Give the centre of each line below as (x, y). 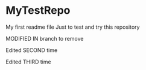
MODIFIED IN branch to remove (45, 38)
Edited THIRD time (29, 62)
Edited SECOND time (32, 50)
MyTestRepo (38, 10)
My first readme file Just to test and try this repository (73, 27)
